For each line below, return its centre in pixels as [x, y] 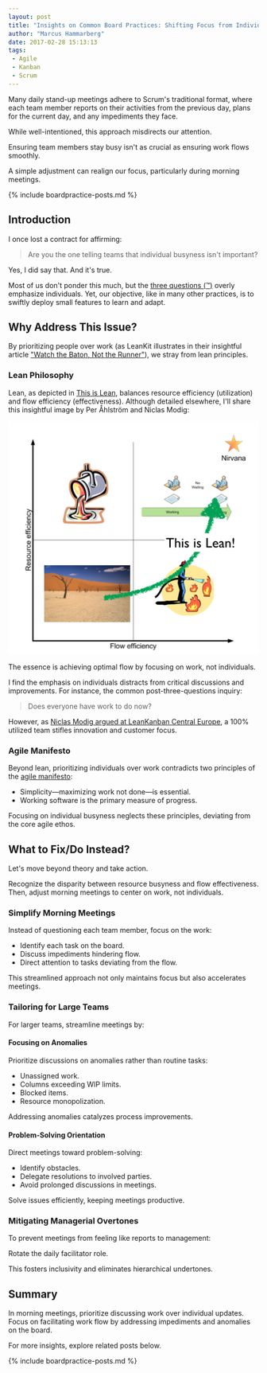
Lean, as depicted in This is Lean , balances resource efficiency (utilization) [131, 392]
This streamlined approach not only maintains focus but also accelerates [127, 978]
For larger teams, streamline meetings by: [76, 1024]
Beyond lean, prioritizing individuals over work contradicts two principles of [132, 768]
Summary [33, 1294]
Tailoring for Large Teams [59, 1007]
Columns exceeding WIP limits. [70, 1084]
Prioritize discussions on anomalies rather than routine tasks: [108, 1060]
